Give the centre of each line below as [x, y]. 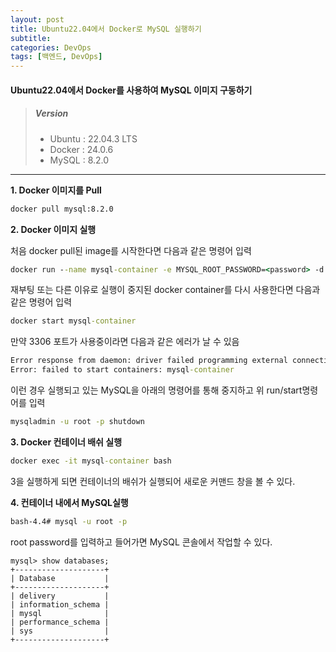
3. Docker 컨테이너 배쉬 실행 [66, 442]
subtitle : [31, 38]
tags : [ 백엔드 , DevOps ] [56, 57]
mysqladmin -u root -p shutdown [77, 422]
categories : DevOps [51, 47]
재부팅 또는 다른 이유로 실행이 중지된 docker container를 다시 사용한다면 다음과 [165, 290]
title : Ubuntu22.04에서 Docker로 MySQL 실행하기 [106, 29]
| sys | [60, 631]
